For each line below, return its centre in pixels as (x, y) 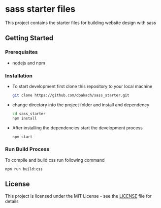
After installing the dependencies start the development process (77, 128)
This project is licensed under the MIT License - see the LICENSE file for (78, 196)
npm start (22, 137)
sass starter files (40, 9)
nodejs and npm (29, 63)
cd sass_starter (29, 114)
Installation (19, 76)
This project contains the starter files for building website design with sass (80, 23)
